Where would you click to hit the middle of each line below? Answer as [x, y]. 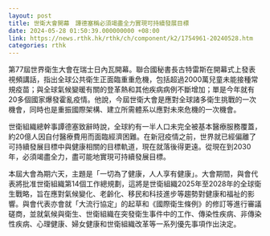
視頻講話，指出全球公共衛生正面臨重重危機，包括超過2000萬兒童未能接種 [130, 79]
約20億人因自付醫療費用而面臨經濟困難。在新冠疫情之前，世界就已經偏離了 [133, 136]
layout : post [30, 16]
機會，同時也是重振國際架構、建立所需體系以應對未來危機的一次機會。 [125, 110]
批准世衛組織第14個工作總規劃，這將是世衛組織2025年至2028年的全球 [138, 184]
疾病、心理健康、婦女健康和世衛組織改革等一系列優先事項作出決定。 [128, 224]
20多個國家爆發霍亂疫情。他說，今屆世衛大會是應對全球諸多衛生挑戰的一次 [133, 100]
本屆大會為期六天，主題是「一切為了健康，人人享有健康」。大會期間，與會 [130, 174]
